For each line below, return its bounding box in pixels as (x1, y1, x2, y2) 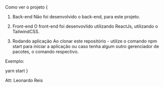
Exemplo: (5, 58, 24, 64)
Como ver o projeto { (5, 4, 48, 10)
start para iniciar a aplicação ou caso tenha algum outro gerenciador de (12, 43, 159, 49)
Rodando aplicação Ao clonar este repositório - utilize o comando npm (12, 38, 158, 44)
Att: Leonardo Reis (5, 78, 43, 83)
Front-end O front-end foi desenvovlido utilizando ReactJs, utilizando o (12, 23, 158, 29)
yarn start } (5, 68, 28, 74)
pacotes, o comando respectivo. (12, 49, 79, 54)
